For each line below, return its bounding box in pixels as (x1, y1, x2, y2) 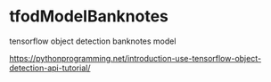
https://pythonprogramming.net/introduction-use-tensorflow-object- (9, 53, 261, 63)
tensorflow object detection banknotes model (9, 36, 177, 46)
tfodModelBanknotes (9, 6, 169, 27)
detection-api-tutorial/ (9, 62, 91, 73)
